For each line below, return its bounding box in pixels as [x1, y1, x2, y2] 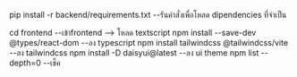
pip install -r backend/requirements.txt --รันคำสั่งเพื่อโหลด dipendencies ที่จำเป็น [9, 10, 287, 20]
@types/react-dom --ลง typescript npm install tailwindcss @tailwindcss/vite [9, 38, 289, 47]
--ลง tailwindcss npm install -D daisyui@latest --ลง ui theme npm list [9, 47, 259, 58]
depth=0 [9, 57, 42, 68]
